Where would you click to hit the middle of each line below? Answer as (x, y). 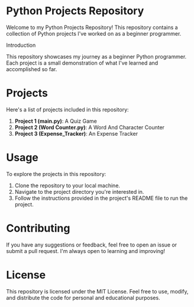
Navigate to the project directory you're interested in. (79, 191)
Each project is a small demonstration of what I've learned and (82, 63)
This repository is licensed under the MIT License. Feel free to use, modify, (97, 291)
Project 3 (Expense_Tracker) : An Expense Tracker (76, 133)
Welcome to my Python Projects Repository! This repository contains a (92, 27)
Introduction (21, 45)
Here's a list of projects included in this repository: (67, 109)
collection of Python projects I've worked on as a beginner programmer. (94, 33)
